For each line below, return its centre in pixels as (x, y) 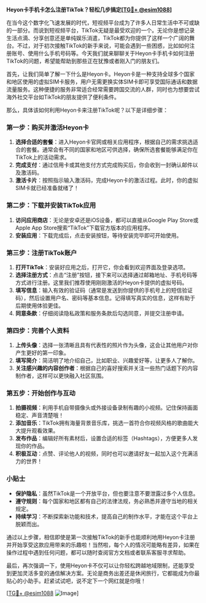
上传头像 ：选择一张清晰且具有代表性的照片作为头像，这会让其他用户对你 (106, 345)
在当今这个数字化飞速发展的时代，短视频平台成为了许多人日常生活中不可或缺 (103, 23)
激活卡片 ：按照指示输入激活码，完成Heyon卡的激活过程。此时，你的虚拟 (107, 180)
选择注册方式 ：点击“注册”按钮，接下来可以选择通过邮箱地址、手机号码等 (106, 275)
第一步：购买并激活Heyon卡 (48, 127)
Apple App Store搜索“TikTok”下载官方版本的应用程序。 (84, 228)
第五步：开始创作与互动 (41, 393)
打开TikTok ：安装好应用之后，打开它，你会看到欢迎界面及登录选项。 (102, 267)
